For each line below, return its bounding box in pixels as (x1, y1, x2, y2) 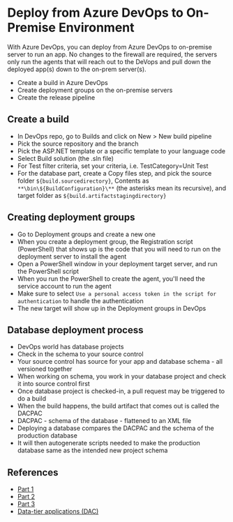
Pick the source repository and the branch (17, 139, 139, 148)
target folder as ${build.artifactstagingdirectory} (17, 191, 167, 199)
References (7, 466, 59, 478)
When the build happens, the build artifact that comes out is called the (17, 402, 220, 410)
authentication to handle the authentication (17, 296, 144, 305)
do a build (17, 394, 47, 403)
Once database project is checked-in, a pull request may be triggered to (17, 387, 225, 395)
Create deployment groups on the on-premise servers (17, 86, 173, 94)
